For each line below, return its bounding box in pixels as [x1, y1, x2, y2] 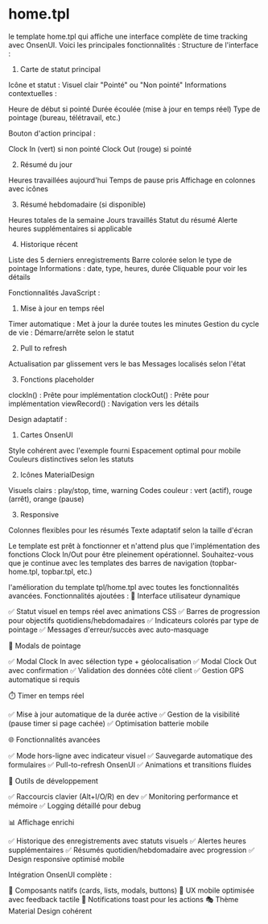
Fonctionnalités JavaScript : [8, 287, 101, 297]
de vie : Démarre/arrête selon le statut [8, 328, 134, 337]
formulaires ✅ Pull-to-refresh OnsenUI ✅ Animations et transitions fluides [8, 759, 252, 769]
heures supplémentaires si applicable [8, 224, 133, 233]
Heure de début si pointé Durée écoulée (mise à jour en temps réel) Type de [8, 104, 261, 114]
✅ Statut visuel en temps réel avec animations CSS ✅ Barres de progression [8, 606, 261, 616]
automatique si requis [8, 675, 80, 684]
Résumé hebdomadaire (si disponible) [19, 199, 146, 209]
